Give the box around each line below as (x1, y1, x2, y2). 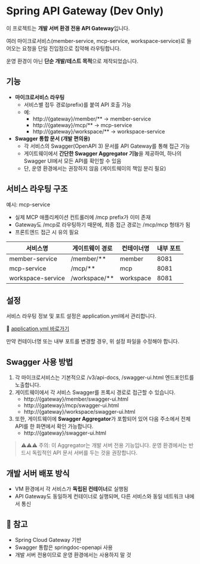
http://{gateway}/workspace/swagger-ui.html (23, 408, 136, 416)
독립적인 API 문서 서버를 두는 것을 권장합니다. (32, 449, 138, 457)
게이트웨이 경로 (72, 244, 113, 252)
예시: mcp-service (6, 201, 51, 208)
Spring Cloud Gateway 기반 (14, 536, 82, 543)
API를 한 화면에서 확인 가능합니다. (14, 423, 94, 430)
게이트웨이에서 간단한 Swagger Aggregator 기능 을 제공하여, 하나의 (23, 150, 182, 157)
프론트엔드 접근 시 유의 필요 (14, 228, 79, 235)
